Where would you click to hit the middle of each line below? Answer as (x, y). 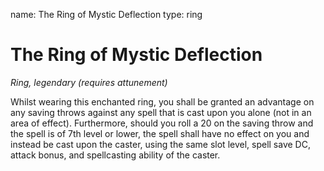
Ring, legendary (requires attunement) (89, 82)
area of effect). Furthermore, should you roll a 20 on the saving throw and (162, 123)
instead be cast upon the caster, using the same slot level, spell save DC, (160, 144)
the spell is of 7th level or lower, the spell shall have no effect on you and (160, 133)
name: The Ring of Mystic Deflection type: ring (106, 14)
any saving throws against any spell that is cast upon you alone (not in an (161, 112)
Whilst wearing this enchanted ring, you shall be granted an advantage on (162, 101)
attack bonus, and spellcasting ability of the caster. (115, 155)
